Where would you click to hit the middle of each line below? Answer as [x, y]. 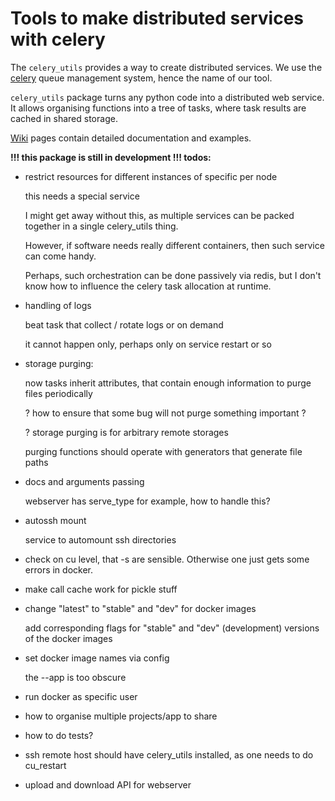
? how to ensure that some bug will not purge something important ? [165, 413]
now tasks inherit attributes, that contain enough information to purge [168, 383]
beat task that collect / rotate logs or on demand [124, 324]
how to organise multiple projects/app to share [121, 716]
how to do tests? [59, 735]
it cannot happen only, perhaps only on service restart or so [148, 344]
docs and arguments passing [84, 481]
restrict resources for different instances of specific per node [151, 176]
